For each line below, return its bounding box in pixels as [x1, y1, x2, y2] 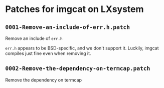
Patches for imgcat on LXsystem [5, 3, 144, 15]
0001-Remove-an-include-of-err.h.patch [5, 23, 130, 30]
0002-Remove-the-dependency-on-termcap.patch [5, 65, 150, 72]
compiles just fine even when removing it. [5, 50, 91, 56]
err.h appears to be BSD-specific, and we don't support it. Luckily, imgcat [5, 45, 159, 51]
